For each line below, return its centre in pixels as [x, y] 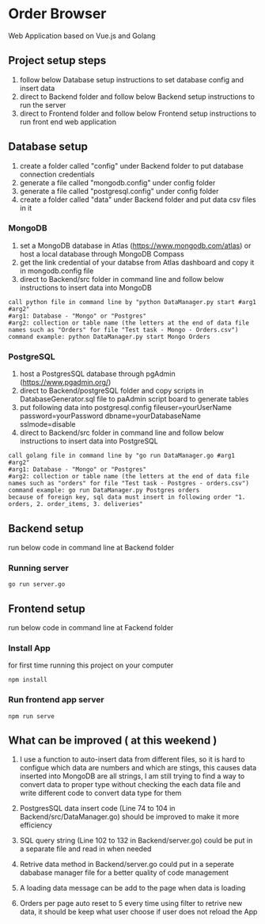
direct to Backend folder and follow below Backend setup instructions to [137, 97]
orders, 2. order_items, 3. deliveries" [76, 504]
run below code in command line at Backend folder [91, 547]
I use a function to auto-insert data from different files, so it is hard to [132, 759]
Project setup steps [57, 61]
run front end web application [68, 122]
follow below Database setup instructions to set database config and [131, 79]
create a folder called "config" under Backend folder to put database [131, 165]
